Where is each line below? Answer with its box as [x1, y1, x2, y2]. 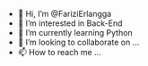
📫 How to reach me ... [17, 47, 101, 57]
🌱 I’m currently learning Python [17, 28, 133, 37]
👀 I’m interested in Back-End [17, 18, 123, 29]
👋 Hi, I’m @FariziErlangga [17, 9, 112, 19]
